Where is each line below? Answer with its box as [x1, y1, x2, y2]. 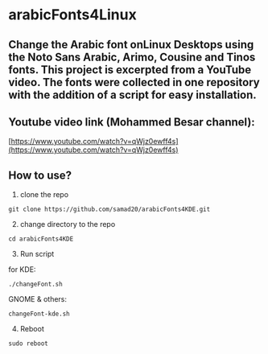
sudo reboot [8, 340, 48, 348]
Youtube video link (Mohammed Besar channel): [8, 115, 255, 129]
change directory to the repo [19, 220, 116, 229]
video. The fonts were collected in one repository [8, 75, 260, 89]
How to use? [8, 168, 72, 182]
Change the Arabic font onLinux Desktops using [8, 38, 254, 51]
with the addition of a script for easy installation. [8, 88, 258, 101]
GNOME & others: [8, 294, 67, 304]
